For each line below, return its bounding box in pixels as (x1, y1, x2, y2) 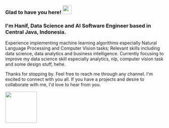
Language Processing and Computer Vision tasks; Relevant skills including (5, 45, 160, 51)
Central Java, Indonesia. (5, 28, 67, 35)
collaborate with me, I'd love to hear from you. (5, 82, 101, 88)
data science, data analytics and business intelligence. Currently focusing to (5, 51, 164, 57)
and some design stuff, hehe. (5, 61, 66, 67)
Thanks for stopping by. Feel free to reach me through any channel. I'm (5, 71, 153, 77)
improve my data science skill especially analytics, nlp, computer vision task (5, 56, 164, 62)
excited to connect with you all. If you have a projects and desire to (5, 76, 145, 82)
